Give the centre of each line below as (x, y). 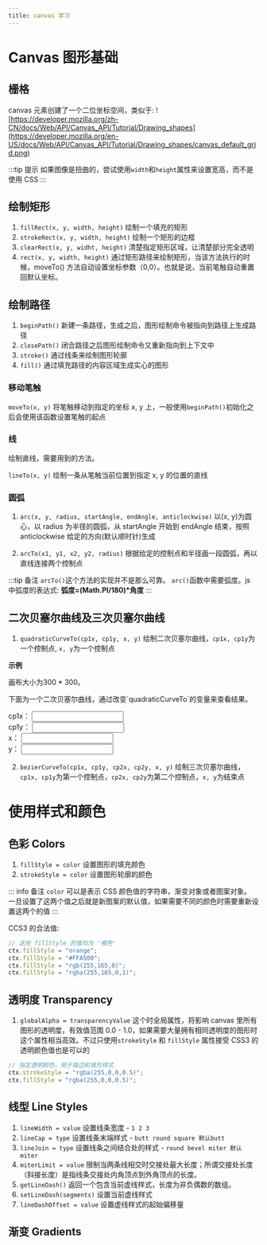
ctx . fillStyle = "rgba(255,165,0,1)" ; (72, 973)
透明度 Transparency (60, 999)
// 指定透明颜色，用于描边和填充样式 (61, 1065)
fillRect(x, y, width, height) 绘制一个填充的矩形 (104, 227)
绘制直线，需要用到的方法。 (54, 458)
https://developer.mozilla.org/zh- (65, 119)
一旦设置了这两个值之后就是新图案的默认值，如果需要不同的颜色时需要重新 (130, 901)
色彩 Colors (37, 844)
